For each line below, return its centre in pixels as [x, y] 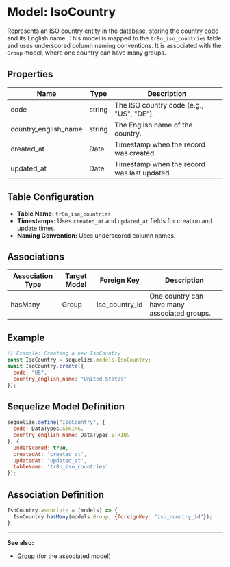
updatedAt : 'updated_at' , [50, 461]
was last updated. [143, 173]
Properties [30, 74]
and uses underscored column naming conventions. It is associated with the [114, 45]
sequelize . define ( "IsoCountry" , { [56, 423]
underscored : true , [41, 448]
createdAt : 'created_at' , [50, 454]
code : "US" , [30, 373]
